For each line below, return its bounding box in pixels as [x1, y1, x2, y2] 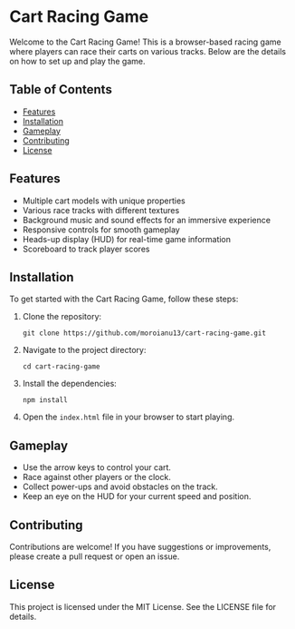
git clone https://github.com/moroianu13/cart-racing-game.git [22, 329, 267, 338]
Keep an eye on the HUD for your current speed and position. [22, 491, 252, 502]
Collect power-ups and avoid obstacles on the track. [22, 481, 219, 492]
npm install [22, 396, 68, 405]
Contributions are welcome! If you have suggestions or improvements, [9, 542, 271, 552]
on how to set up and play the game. [9, 55, 146, 66]
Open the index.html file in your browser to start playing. [22, 411, 235, 423]
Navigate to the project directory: [22, 345, 147, 356]
